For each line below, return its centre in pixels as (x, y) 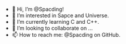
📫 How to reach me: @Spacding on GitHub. (66, 35)
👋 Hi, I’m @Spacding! (38, 9)
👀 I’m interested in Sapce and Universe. (60, 15)
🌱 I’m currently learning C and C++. (56, 22)
